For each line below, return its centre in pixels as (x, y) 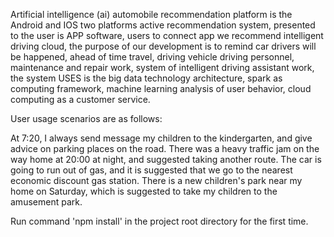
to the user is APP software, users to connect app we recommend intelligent (167, 35)
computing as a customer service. (80, 99)
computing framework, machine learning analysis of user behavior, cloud (161, 88)
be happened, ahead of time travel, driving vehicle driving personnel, (152, 57)
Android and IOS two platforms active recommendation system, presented (163, 25)
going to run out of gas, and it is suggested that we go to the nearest (151, 170)
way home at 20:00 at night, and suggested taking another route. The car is (166, 159)
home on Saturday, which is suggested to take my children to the (144, 191)
